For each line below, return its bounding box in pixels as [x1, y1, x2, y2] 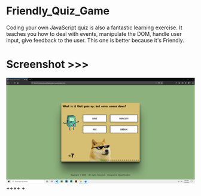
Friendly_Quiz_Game [6, 4, 110, 18]
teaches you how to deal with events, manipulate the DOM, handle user [6, 30, 182, 37]
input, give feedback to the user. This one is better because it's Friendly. [6, 36, 184, 44]
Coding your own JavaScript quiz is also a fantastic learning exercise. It [6, 24, 182, 31]
